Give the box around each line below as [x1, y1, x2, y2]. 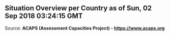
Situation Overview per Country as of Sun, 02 [5, 4, 152, 12]
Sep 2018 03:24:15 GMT [5, 12, 83, 20]
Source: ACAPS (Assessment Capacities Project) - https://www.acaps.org [5, 25, 165, 31]
